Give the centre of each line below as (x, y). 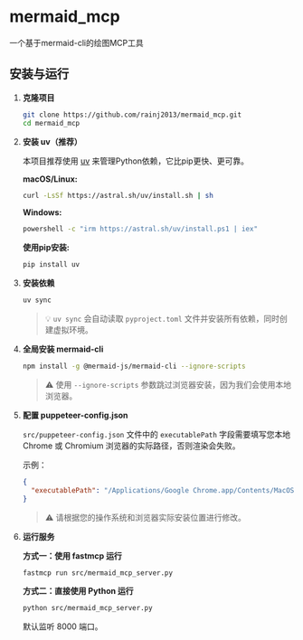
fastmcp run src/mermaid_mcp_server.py (98, 573)
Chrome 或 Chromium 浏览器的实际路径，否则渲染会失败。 (132, 446)
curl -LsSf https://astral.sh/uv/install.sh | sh (118, 195)
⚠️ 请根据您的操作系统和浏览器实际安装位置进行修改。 (145, 517)
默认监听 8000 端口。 (62, 626)
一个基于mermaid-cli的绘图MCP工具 (77, 42)
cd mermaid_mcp (51, 123)
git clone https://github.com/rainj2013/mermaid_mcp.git (132, 115)
